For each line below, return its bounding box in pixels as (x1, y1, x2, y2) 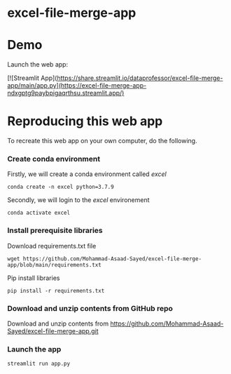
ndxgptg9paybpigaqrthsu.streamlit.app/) (7, 89, 125, 98)
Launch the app (7, 344, 62, 354)
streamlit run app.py (7, 360, 71, 368)
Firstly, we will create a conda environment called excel (7, 170, 167, 178)
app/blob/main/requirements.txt (7, 261, 101, 268)
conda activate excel (7, 209, 71, 217)
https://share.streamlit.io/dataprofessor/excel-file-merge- (57, 74, 223, 82)
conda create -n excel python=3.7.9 (7, 184, 114, 191)
